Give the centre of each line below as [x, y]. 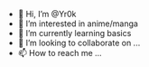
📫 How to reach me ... [60, 53]
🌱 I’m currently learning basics [74, 33]
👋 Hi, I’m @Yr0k [47, 14]
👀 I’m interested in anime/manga [78, 24]
